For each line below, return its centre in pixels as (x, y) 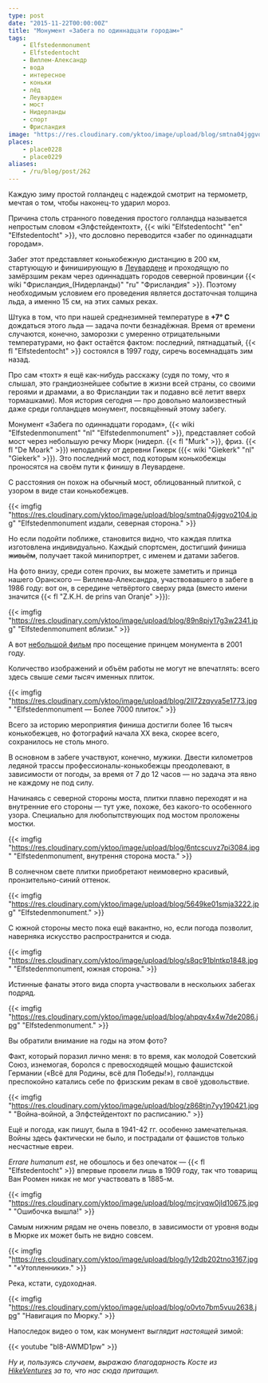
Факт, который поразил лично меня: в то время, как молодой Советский (132, 1056)
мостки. (22, 824)
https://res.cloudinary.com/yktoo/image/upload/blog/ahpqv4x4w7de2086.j (135, 1016)
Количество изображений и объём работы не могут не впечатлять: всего (134, 668)
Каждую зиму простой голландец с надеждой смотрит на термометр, (128, 194)
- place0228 (42, 149)
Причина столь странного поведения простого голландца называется (128, 218)
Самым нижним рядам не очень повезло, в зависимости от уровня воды (134, 1227)
